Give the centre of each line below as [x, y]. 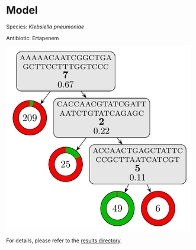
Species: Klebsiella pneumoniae [45, 27]
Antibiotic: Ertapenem [33, 38]
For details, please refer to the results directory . [64, 241]
